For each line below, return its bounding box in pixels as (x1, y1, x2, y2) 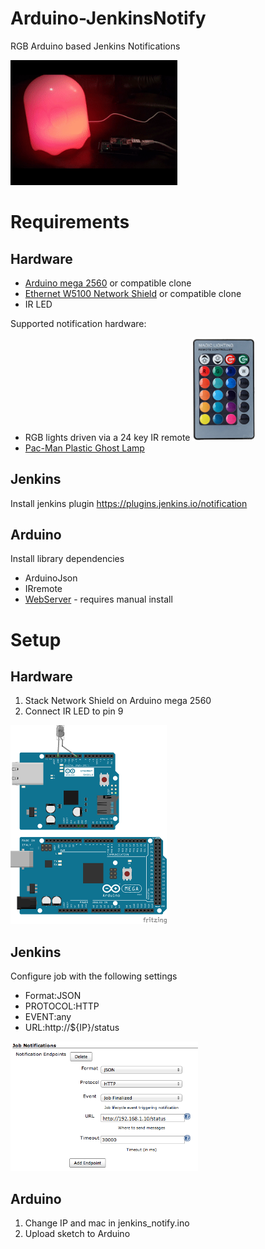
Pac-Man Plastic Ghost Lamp (24, 442, 145, 454)
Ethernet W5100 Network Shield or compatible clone (24, 287, 242, 299)
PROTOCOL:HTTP (24, 1000, 100, 1012)
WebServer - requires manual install (24, 593, 173, 606)
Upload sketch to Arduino (24, 1228, 131, 1240)
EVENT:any (24, 1011, 72, 1023)
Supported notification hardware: (10, 317, 147, 329)
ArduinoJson (24, 572, 78, 584)
